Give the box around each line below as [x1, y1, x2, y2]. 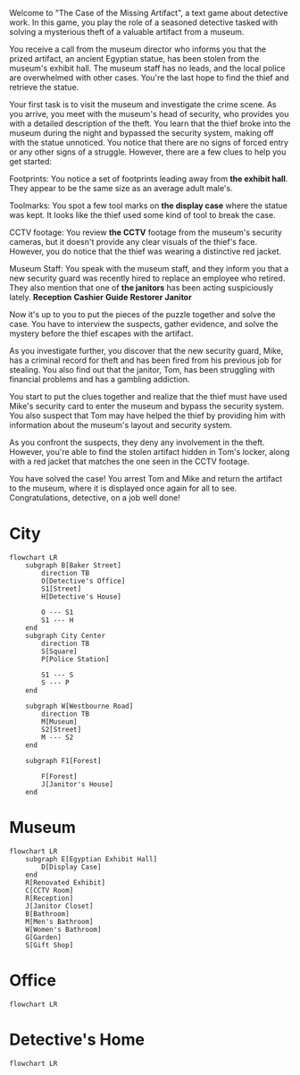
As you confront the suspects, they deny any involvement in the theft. [9, 437, 265, 448]
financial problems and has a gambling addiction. [9, 374, 190, 384]
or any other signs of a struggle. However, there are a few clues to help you [9, 147, 287, 157]
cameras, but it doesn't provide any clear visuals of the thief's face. [9, 237, 257, 247]
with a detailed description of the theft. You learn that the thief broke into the [9, 118, 291, 129]
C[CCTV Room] [25, 886, 74, 894]
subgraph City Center [25, 631, 105, 640]
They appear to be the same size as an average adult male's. [9, 183, 234, 193]
